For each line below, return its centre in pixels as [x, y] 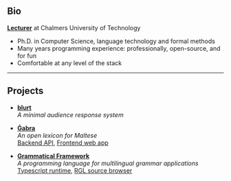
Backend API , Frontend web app [63, 143]
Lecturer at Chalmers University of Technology [74, 27]
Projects [25, 91]
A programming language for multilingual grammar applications [108, 163]
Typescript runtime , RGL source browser [75, 170]
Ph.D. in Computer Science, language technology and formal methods [116, 41]
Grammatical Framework [53, 156]
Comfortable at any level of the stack [69, 63]
